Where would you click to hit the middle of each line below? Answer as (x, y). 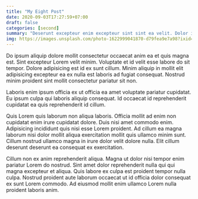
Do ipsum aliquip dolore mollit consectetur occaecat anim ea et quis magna (98, 56)
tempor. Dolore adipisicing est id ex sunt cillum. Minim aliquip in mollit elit (95, 68)
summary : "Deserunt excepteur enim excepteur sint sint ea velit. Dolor (97, 34)
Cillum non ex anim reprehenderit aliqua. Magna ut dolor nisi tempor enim (95, 159)
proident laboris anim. (33, 190)
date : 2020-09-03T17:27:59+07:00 (47, 17)
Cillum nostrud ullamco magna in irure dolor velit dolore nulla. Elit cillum (93, 141)
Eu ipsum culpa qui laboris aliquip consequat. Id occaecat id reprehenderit (96, 98)
